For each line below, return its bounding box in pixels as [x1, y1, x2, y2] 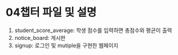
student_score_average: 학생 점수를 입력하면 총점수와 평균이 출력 [14, 27, 173, 34]
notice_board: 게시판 [14, 34, 66, 41]
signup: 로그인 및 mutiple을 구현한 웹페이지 [14, 42, 119, 49]
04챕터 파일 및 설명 [5, 5, 97, 19]
